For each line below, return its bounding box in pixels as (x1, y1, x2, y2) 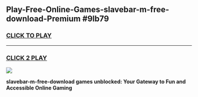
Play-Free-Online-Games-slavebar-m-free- (6, 5, 170, 15)
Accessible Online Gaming (6, 84, 72, 91)
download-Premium (6, 14, 81, 24)
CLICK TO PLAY (6, 32, 52, 40)
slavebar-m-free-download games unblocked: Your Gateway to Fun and (6, 78, 186, 85)
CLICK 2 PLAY (6, 53, 47, 62)
